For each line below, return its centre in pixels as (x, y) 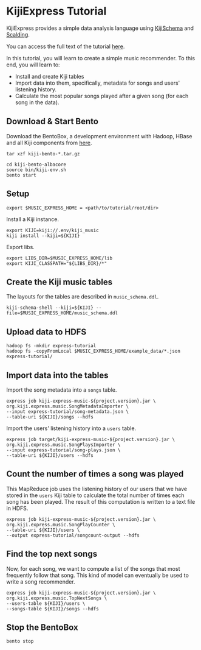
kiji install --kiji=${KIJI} (43, 236)
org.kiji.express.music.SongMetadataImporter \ (68, 406)
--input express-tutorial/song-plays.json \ (63, 450)
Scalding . (18, 34)
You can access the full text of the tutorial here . (66, 46)
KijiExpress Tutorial (56, 11)
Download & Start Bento (53, 122)
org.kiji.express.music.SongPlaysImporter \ (63, 445)
